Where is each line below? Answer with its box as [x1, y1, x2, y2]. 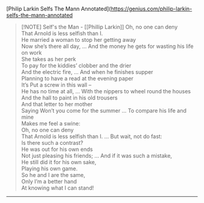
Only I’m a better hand [21, 178, 77, 185]
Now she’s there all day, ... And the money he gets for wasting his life [21, 42, 194, 50]
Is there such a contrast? [21, 139, 84, 146]
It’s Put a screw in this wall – [21, 81, 92, 88]
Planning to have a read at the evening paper [21, 75, 134, 82]
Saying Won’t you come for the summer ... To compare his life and [21, 107, 187, 114]
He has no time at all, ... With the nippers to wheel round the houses [21, 88, 191, 95]
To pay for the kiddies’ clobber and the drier [21, 62, 132, 69]
